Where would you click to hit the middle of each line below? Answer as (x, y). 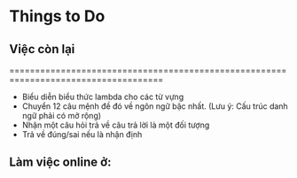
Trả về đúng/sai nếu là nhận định (82, 134)
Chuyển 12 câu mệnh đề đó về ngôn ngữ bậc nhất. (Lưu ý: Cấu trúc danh (155, 106)
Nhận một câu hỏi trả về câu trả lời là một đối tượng (116, 125)
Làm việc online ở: (61, 163)
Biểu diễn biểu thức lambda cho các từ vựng (103, 97)
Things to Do (57, 16)
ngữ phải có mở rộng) (62, 116)
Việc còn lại (42, 49)
